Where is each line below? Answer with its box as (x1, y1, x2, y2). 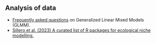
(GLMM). (12, 22, 31, 28)
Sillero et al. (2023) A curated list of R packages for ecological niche (12, 27, 151, 33)
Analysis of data (5, 4, 57, 12)
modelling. (12, 32, 34, 38)
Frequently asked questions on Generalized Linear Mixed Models (12, 17, 144, 22)
